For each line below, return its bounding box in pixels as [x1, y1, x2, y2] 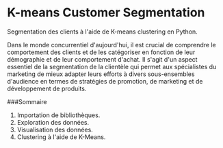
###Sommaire [7, 97, 47, 106]
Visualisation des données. [16, 125, 94, 134]
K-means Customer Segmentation [7, 5, 205, 21]
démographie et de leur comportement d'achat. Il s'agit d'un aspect [7, 55, 198, 63]
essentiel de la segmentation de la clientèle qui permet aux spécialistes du [7, 62, 217, 71]
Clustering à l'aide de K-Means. [16, 132, 106, 141]
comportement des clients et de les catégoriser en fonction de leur [7, 48, 196, 56]
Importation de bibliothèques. [16, 111, 101, 119]
